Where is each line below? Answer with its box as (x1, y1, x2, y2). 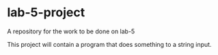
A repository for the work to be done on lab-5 (7, 27, 135, 35)
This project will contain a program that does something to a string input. (7, 40, 212, 48)
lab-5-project (7, 5, 85, 20)
